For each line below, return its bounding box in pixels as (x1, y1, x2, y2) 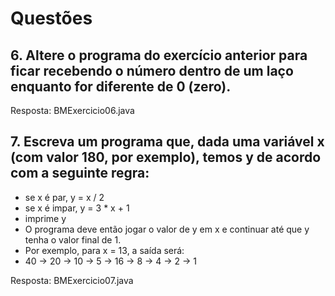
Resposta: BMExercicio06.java (10, 105, 135, 116)
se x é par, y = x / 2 (24, 191, 105, 203)
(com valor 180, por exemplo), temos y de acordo (10, 149, 322, 166)
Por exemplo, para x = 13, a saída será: (24, 244, 185, 256)
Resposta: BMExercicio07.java (10, 274, 134, 286)
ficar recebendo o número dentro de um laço (10, 62, 294, 79)
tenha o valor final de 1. (24, 233, 122, 246)
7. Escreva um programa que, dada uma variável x (10, 133, 325, 151)
